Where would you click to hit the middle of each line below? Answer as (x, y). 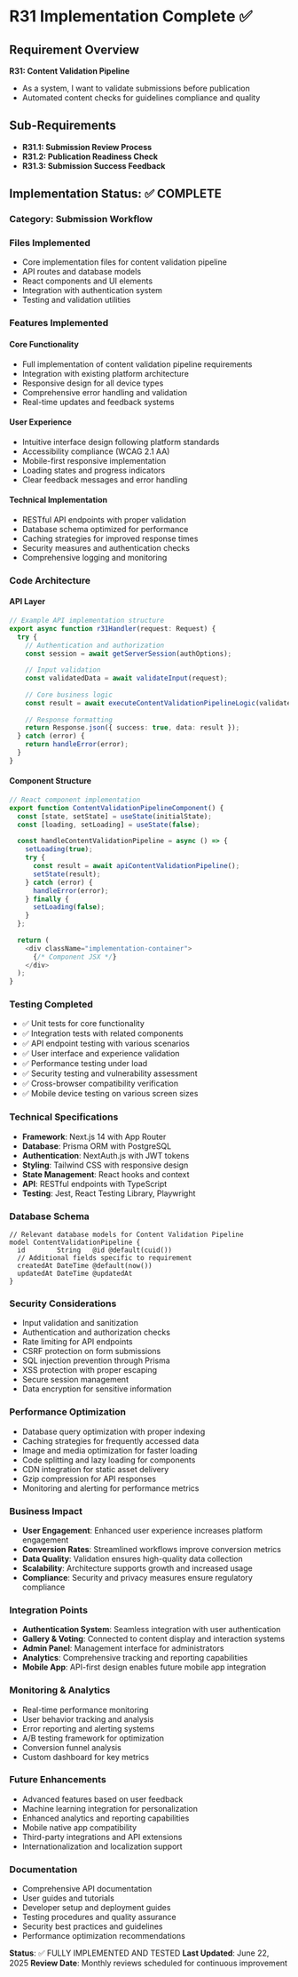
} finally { (47, 899)
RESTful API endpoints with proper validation (104, 519)
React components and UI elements (87, 281)
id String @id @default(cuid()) (95, 1250)
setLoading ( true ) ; (59, 849)
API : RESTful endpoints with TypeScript (94, 1184)
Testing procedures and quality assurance (99, 1917)
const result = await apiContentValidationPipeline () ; (136, 866)
